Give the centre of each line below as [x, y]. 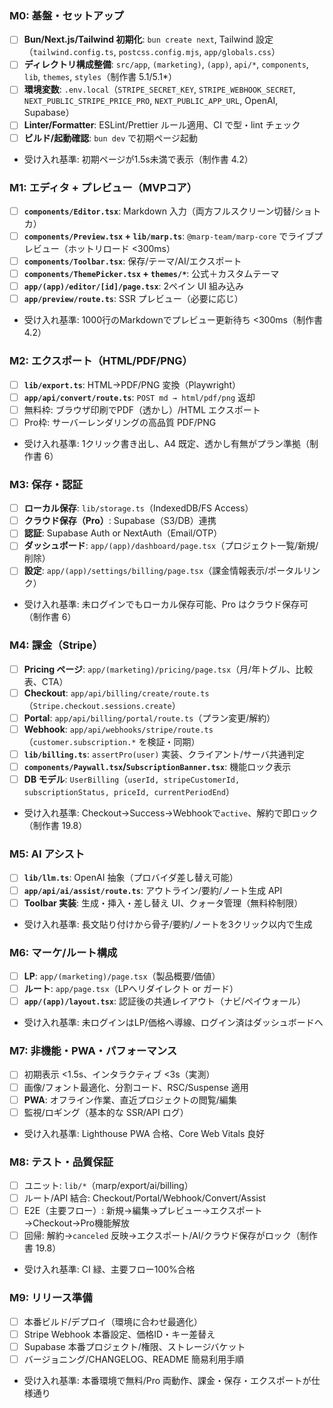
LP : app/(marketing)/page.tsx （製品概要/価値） [122, 976]
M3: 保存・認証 [46, 484]
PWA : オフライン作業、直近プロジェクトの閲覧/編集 [130, 1099]
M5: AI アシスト [47, 854]
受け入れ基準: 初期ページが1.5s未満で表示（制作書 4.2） [138, 159]
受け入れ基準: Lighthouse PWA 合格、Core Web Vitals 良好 [144, 1133]
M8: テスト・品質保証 [61, 1162]
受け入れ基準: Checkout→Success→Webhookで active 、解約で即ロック [171, 813]
